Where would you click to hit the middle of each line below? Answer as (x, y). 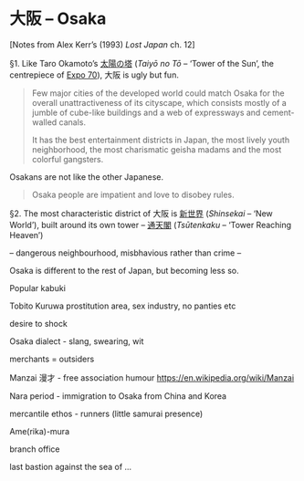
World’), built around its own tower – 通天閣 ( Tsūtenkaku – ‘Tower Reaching (151, 225)
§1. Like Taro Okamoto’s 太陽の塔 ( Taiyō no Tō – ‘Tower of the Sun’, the (142, 63)
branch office (35, 449)
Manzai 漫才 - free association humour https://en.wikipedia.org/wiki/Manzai (152, 377)
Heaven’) (26, 235)
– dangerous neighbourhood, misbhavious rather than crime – (126, 253)
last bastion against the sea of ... (71, 466)
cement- (278, 112)
